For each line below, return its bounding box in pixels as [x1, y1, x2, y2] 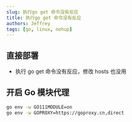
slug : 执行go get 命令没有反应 [6, 9, 79, 15]
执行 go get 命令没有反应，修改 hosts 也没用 [15, 68, 127, 75]
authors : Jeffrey [6, 20, 51, 26]
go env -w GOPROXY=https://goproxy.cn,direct [6, 110, 124, 116]
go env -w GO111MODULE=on [6, 104, 72, 110]
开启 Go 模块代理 [6, 87, 70, 98]
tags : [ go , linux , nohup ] [6, 26, 72, 32]
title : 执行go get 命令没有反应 [6, 15, 81, 21]
